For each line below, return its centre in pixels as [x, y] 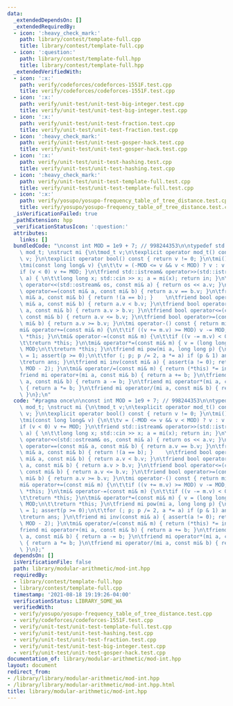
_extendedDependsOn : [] [48, 20]
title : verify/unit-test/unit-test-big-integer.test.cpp [104, 110]
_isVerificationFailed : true [55, 214]
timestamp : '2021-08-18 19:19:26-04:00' [72, 594]
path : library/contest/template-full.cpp [80, 40]
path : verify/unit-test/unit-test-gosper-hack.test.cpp [102, 143]
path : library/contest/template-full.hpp [80, 59]
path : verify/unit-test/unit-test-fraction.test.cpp [97, 123]
